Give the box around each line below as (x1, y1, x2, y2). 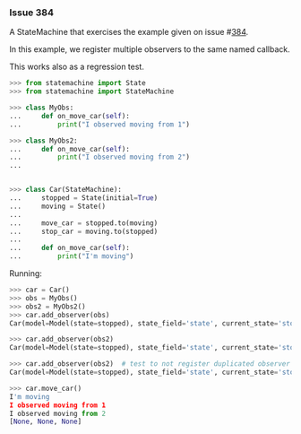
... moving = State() (9, 202, 106, 211)
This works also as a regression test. (9, 61, 145, 73)
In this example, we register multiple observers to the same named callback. (9, 44, 290, 55)
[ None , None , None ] (9, 417, 82, 427)
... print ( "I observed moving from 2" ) (9, 152, 191, 162)
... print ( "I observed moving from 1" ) (9, 119, 191, 129)
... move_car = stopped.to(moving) (9, 218, 159, 228)
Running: (9, 268, 43, 279)
